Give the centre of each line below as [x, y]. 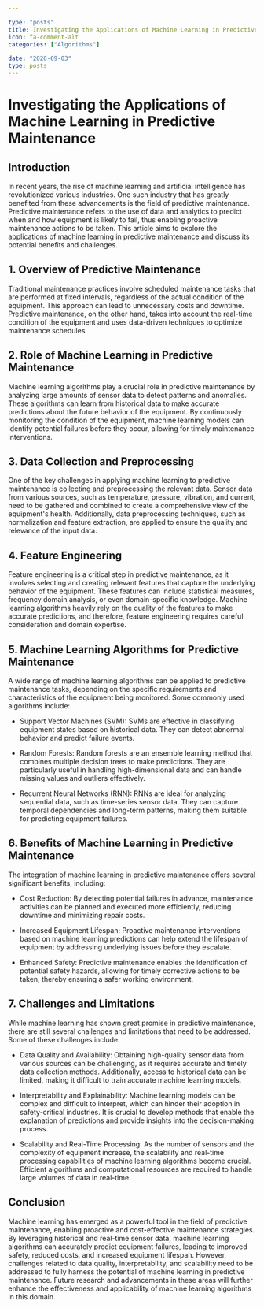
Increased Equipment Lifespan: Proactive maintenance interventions [130, 930]
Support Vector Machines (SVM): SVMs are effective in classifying [127, 721]
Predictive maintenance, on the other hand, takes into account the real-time [130, 314]
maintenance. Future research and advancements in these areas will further [131, 1280]
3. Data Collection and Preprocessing [101, 462]
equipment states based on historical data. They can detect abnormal [132, 730]
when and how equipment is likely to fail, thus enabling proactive [113, 220]
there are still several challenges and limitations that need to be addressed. [130, 1031]
